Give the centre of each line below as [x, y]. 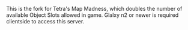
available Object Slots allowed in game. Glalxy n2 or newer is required [92, 15]
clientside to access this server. [45, 21]
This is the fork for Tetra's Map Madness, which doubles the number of [94, 9]
